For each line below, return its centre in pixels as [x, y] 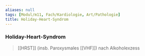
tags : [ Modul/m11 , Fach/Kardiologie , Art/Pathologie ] [63, 15]
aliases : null [20, 10]
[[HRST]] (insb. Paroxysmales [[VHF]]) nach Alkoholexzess [79, 48]
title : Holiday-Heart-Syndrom [37, 19]
